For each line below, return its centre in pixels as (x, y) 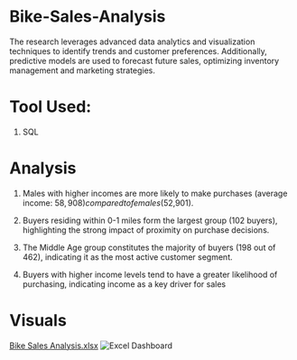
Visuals (38, 320)
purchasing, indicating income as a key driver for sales (124, 284)
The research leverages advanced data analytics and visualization (132, 42)
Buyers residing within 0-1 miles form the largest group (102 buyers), (150, 220)
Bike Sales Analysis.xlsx (54, 346)
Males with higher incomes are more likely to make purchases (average (155, 193)
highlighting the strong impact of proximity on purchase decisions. (146, 230)
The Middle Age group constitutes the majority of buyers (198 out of (149, 247)
